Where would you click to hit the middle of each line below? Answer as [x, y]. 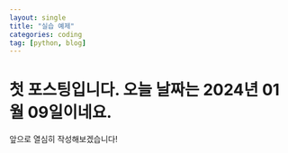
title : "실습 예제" [42, 26]
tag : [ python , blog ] [48, 43]
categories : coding [46, 34]
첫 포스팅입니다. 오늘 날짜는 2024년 [134, 90]
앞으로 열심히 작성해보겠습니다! [64, 139]
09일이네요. [70, 112]
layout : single [38, 18]
